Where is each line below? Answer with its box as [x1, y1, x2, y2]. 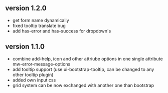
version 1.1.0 [5, 42, 45, 51]
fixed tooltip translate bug [12, 22, 66, 28]
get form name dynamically [12, 17, 69, 23]
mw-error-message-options [12, 61, 71, 67]
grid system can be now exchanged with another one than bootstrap [12, 82, 154, 88]
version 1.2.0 [5, 4, 47, 12]
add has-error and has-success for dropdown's [12, 27, 111, 34]
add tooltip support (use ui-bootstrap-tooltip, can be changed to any [12, 66, 154, 72]
